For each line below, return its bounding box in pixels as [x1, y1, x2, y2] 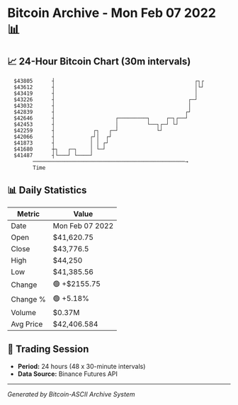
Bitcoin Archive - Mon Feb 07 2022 [7, 5, 216, 21]
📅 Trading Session [7, 343, 89, 355]
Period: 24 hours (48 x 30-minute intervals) [17, 362, 146, 370]
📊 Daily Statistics [7, 184, 87, 196]
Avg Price [11, 319, 43, 329]
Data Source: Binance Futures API [17, 370, 118, 378]
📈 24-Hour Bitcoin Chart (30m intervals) [7, 55, 191, 67]
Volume [11, 307, 37, 317]
